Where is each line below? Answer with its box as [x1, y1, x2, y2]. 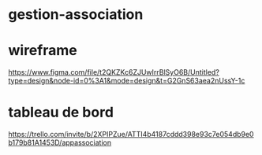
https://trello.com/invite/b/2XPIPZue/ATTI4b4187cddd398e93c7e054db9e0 [8, 130, 254, 139]
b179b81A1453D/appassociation [8, 138, 112, 147]
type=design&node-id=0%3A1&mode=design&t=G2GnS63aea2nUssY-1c [8, 76, 245, 86]
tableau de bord [8, 104, 114, 121]
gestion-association [8, 6, 144, 24]
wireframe [8, 42, 77, 60]
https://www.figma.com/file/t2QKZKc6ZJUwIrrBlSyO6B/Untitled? [8, 68, 219, 77]
